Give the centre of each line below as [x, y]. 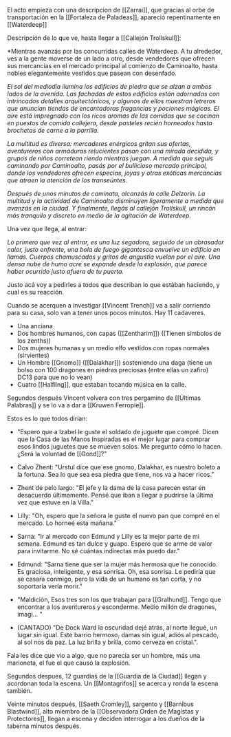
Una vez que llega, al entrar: [47, 229]
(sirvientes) [33, 355]
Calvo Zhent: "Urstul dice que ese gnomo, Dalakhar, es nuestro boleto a [119, 467]
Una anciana [35, 326]
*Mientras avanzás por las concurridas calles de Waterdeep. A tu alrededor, [115, 51]
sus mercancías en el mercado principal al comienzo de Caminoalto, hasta [112, 66]
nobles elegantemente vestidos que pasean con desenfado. [92, 73]
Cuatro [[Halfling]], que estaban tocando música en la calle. [102, 384]
